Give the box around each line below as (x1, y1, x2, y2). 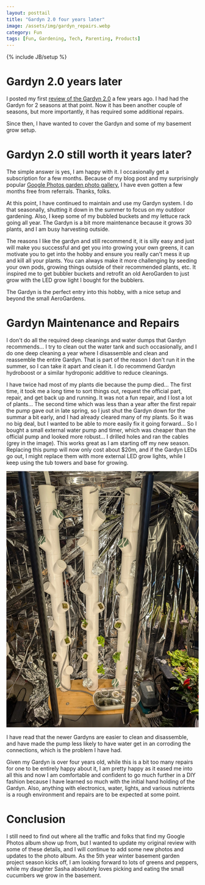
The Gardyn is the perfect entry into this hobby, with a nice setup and (6, 288, 181, 295)
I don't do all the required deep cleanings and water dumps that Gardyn (6, 336, 186, 344)
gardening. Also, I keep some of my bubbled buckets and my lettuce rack (6, 213, 190, 220)
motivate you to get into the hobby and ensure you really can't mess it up (6, 250, 190, 257)
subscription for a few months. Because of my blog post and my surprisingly (6, 175, 199, 182)
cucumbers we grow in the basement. (6, 872, 102, 879)
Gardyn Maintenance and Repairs (6, 316, 180, 330)
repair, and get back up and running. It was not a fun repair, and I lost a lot (6, 394, 192, 401)
